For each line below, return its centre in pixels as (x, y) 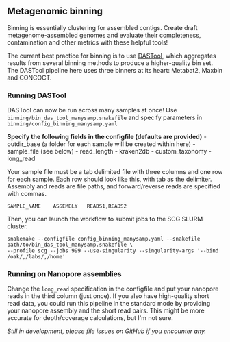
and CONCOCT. (29, 77)
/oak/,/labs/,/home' (37, 257)
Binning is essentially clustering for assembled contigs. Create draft (102, 27)
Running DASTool (37, 95)
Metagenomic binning (55, 11)
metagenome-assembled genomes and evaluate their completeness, (104, 35)
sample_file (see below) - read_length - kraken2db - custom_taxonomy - (110, 151)
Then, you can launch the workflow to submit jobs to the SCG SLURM (105, 219)
